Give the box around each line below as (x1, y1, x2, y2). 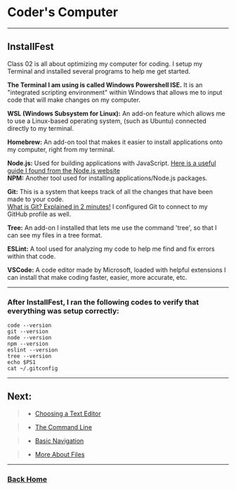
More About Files (34, 450, 85, 458)
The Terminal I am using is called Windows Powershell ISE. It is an (7, 80, 203, 89)
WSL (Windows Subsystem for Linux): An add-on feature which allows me (7, 109, 225, 117)
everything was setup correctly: (7, 306, 119, 316)
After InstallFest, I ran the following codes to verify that (7, 297, 199, 307)
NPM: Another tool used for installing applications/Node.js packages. (7, 174, 208, 182)
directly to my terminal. (7, 124, 74, 132)
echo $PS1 (7, 359, 37, 366)
